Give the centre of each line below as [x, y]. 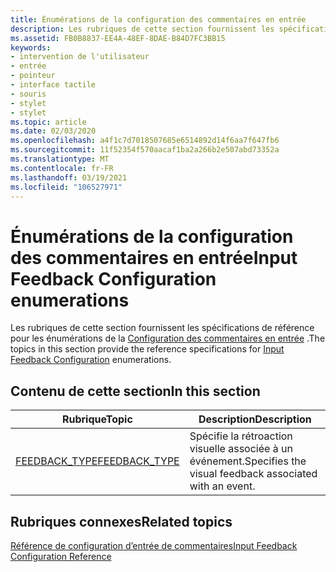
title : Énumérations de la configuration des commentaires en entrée [158, 19]
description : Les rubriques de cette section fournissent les [142, 29]
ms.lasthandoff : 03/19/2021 [69, 177]
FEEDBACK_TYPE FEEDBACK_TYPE [97, 461]
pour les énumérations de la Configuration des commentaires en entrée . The [168, 338]
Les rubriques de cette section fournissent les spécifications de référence [162, 328]
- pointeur [33, 76]
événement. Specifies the [248, 461]
